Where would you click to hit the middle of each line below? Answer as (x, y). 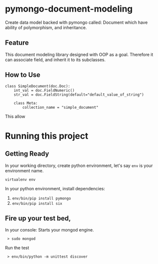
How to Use (23, 75)
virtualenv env (20, 180)
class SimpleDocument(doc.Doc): (38, 86)
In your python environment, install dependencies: (55, 188)
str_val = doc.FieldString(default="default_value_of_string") (79, 95)
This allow (15, 116)
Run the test (17, 248)
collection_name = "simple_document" (60, 107)
